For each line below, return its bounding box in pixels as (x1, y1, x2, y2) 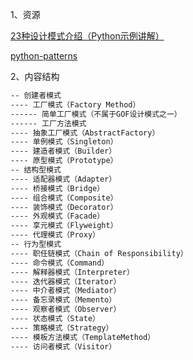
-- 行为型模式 (10, 239, 62, 249)
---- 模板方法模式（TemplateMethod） (10, 332, 156, 342)
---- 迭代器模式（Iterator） (10, 276, 122, 287)
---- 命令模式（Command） (10, 258, 110, 268)
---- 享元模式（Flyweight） (10, 221, 118, 231)
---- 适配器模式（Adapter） (10, 174, 117, 184)
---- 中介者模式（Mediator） (10, 286, 122, 296)
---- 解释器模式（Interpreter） (10, 267, 135, 277)
